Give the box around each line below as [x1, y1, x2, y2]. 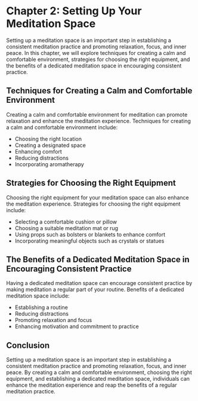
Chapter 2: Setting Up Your [6, 4, 142, 18]
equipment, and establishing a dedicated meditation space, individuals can [6, 375, 190, 382]
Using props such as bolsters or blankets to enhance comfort [14, 231, 166, 238]
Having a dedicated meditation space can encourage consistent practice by [6, 280, 193, 287]
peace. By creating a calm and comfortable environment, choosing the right [6, 369, 192, 376]
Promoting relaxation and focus [14, 317, 92, 324]
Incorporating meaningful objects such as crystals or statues [14, 237, 165, 244]
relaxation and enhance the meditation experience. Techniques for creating [6, 117, 191, 124]
